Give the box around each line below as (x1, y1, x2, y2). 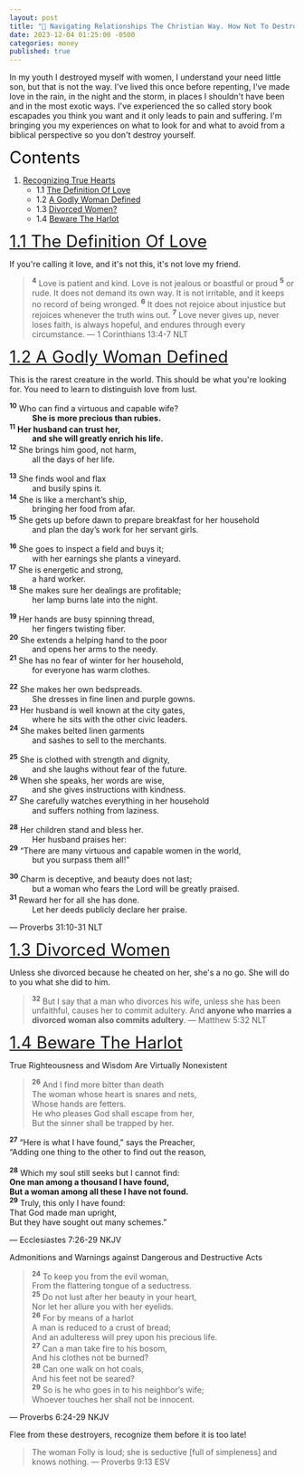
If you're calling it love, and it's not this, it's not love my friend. (9, 259, 242, 270)
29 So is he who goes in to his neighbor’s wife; (31, 1383, 205, 1395)
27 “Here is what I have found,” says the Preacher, (9, 1134, 195, 1147)
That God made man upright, (9, 1207, 118, 1218)
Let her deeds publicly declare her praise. (32, 903, 187, 915)
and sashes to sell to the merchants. (32, 735, 167, 746)
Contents (9, 147, 81, 169)
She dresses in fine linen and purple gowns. (32, 693, 196, 704)
